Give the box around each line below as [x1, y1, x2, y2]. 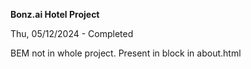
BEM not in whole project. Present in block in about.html [10, 47, 242, 59]
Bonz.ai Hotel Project [10, 9, 100, 20]
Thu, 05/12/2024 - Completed [10, 28, 134, 39]
